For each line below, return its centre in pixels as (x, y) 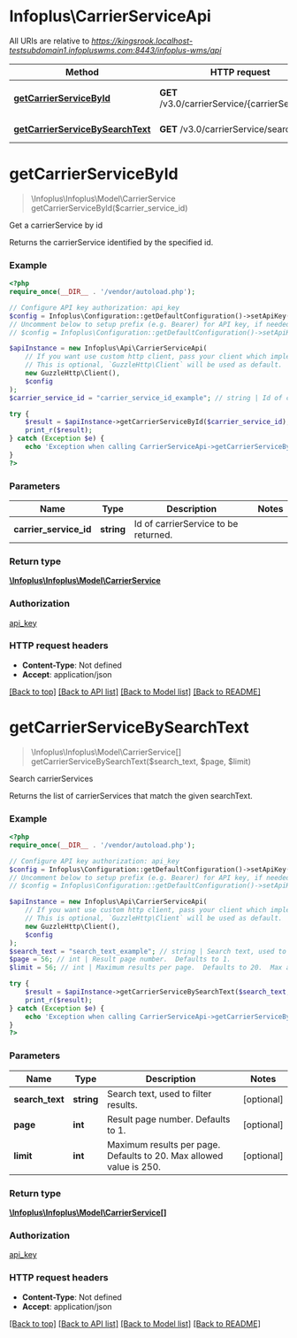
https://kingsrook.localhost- (142, 41)
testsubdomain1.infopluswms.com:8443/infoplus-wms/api (115, 50)
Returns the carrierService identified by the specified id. (111, 242)
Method (82, 72)
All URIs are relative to (49, 41)
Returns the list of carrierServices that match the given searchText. (131, 795)
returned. (153, 535)
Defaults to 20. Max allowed (165, 1156)
